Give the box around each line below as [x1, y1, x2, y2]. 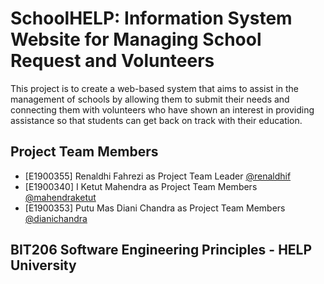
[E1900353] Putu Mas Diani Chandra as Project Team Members [24, 202, 286, 214]
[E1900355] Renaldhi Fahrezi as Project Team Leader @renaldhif [24, 170, 292, 182]
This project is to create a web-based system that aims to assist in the [10, 82, 300, 94]
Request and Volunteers [10, 50, 215, 72]
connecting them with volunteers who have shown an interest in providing [10, 103, 315, 116]
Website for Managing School [10, 28, 262, 51]
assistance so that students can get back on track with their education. [10, 114, 303, 126]
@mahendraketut [24, 191, 97, 203]
